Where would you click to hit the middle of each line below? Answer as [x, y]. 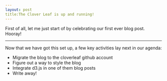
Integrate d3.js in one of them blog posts [54, 68]
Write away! [25, 73]
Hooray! [13, 34]
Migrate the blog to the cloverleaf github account [63, 57]
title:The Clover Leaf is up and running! [50, 14]
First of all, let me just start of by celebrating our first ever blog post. [75, 28]
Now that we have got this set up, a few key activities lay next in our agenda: [83, 48]
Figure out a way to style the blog [46, 63]
